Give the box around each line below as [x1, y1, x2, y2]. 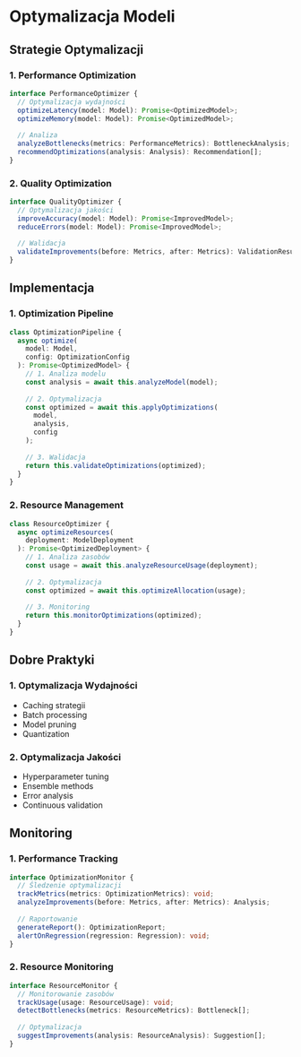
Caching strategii [21, 699, 86, 710]
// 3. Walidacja [25, 453, 87, 462]
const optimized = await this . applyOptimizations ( [25, 403, 219, 412]
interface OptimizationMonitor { [9, 872, 134, 882]
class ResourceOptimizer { [9, 519, 110, 528]
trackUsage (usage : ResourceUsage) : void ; [17, 998, 175, 1007]
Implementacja [9, 281, 95, 296]
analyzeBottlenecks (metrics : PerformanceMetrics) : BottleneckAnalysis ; [17, 139, 291, 149]
